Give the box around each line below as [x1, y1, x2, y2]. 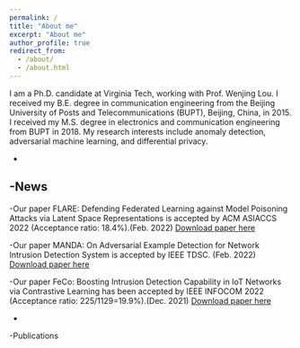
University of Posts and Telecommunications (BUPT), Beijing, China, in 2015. [9, 107, 292, 118]
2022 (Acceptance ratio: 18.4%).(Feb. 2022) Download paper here [9, 222, 256, 233]
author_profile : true [9, 38, 91, 48]
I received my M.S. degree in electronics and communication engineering [9, 116, 280, 127]
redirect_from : [9, 47, 66, 56]
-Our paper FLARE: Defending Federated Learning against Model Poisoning [9, 203, 288, 214]
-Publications [9, 330, 59, 341]
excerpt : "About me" [9, 30, 87, 39]
